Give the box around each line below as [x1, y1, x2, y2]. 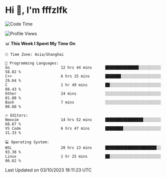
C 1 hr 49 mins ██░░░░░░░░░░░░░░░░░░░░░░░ [5, 82, 162, 88]
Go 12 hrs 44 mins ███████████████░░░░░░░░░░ [5, 65, 162, 70]
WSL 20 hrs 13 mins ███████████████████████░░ [5, 145, 162, 150]
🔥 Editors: [5, 113, 28, 118]
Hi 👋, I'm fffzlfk [5, 4, 68, 16]
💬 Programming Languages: [5, 61, 59, 66]
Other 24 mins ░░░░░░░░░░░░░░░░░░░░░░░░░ [5, 91, 162, 96]
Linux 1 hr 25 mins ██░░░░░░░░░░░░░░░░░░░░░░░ [5, 154, 162, 159]
